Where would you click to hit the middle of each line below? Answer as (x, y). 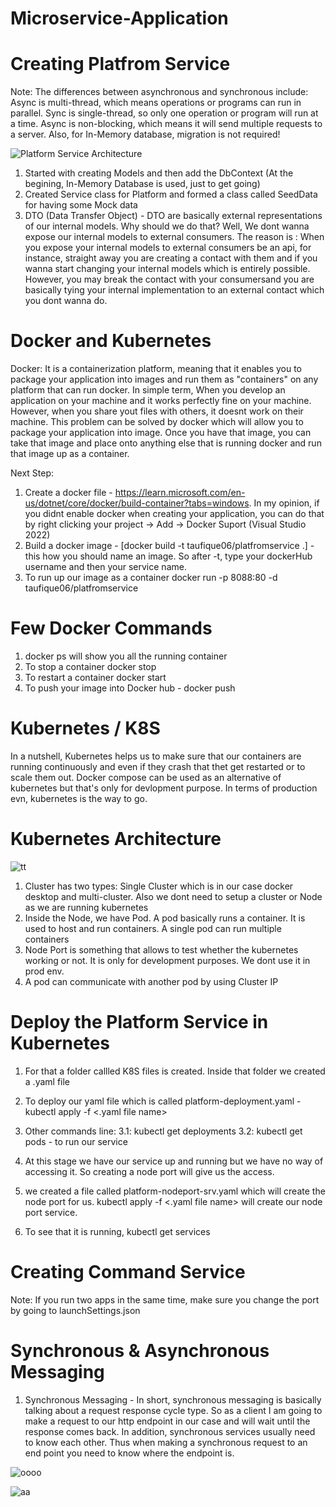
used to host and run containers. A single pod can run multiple (153, 928)
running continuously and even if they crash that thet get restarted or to (158, 766)
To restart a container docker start (95, 677)
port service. (51, 1212)
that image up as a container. (70, 454)
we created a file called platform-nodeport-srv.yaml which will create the (175, 1191)
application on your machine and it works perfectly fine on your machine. (161, 401)
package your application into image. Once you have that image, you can (161, 433)
